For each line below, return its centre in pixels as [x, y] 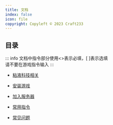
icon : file [16, 19]
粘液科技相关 [25, 75]
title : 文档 [17, 10]
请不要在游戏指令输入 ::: [30, 64]
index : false [19, 14]
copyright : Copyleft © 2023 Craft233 [44, 24]
